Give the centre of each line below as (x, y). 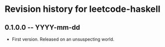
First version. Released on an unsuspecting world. (63, 39)
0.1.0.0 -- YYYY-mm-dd (42, 27)
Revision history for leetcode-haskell (82, 9)
